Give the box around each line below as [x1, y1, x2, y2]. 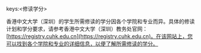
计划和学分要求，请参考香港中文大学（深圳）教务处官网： [6, 26, 148, 32]
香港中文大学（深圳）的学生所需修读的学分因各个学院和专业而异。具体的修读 [6, 18, 195, 25]
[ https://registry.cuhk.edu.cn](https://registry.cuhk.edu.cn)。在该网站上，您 [6, 33, 193, 40]
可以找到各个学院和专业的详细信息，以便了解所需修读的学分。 [6, 40, 159, 47]
